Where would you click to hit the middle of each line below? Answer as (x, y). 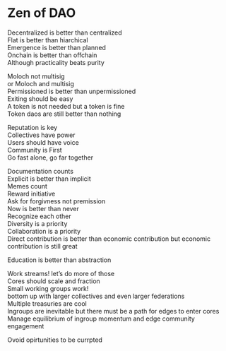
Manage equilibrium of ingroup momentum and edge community (101, 319)
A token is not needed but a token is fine (66, 106)
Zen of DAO (42, 13)
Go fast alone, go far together (50, 157)
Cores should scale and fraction (54, 281)
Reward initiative (31, 194)
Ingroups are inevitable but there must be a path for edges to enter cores (113, 311)
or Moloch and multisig (41, 83)
